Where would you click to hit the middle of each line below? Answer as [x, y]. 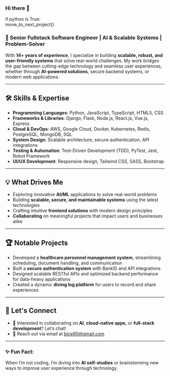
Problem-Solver [25, 44]
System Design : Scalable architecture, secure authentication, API [81, 140]
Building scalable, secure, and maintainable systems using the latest [85, 200]
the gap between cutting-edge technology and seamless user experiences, [84, 66]
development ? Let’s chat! [39, 328]
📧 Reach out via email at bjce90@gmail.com [58, 334]
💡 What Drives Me [34, 182]
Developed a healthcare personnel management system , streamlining [87, 258]
